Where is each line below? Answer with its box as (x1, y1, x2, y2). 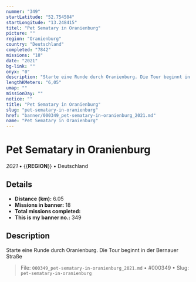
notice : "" (6, 96, 33, 102)
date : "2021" (6, 58, 38, 63)
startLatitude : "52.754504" (6, 14, 75, 20)
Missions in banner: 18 (14, 201, 71, 209)
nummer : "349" (6, 8, 41, 15)
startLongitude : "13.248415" (6, 19, 77, 25)
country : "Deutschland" (6, 42, 65, 48)
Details (6, 180, 32, 190)
